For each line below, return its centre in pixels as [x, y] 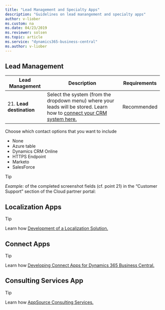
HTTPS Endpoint [29, 157]
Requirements [140, 83]
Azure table [24, 146]
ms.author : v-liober [26, 46]
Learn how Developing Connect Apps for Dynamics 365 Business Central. [80, 265]
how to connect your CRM [77, 113]
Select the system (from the [79, 95]
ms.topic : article [24, 37]
